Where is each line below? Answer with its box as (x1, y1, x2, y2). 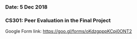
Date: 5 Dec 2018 (5, 3, 48, 10)
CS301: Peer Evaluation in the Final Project (5, 16, 111, 23)
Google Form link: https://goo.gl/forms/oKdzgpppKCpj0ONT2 (5, 28, 132, 34)
